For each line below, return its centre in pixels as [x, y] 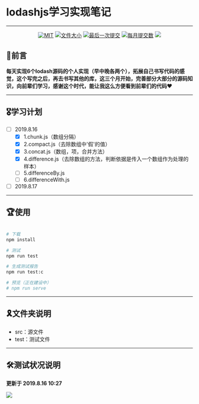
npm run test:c [25, 272]
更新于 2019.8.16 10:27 [34, 383]
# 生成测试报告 [22, 267]
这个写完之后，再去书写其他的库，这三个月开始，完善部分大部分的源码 [102, 78]
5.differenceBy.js [44, 173]
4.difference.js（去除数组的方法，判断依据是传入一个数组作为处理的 [106, 159]
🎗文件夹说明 [29, 314]
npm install [21, 240]
